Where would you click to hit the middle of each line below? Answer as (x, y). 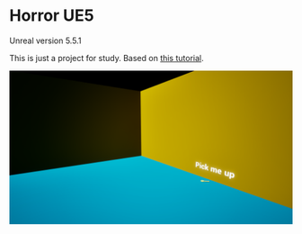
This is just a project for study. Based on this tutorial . (107, 58)
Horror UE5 (52, 16)
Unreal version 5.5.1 (45, 40)
